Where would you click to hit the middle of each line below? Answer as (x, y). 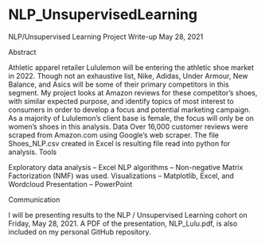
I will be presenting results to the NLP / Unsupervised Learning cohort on (128, 215)
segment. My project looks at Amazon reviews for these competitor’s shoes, (133, 92)
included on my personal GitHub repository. (80, 231)
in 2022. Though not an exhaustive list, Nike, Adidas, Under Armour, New (128, 76)
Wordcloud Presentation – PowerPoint (70, 184)
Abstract (22, 52)
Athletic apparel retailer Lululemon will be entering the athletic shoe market (131, 67)
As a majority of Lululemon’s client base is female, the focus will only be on (131, 118)
